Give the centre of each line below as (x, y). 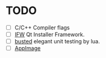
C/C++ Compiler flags (42, 27)
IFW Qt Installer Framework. (49, 34)
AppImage (27, 48)
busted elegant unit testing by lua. (57, 42)
